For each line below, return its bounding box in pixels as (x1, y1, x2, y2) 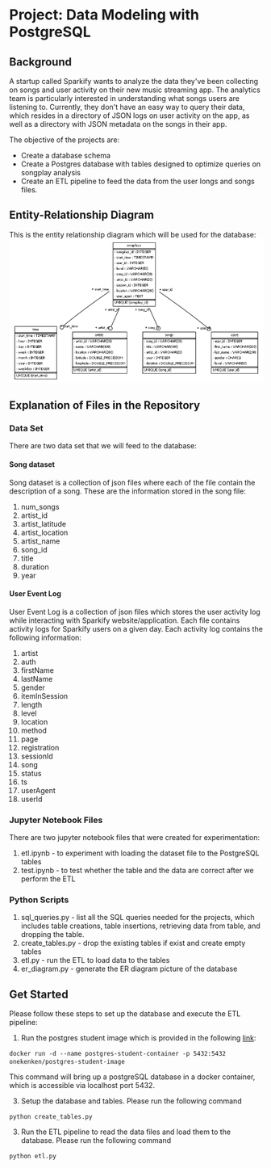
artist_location (20, 527, 69, 537)
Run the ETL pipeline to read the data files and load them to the (20, 1127, 231, 1136)
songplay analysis (20, 168, 81, 177)
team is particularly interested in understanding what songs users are (9, 94, 240, 103)
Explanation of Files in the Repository (9, 398, 201, 413)
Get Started (9, 987, 69, 1001)
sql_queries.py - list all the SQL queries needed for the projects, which (20, 913, 255, 922)
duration (20, 561, 49, 571)
